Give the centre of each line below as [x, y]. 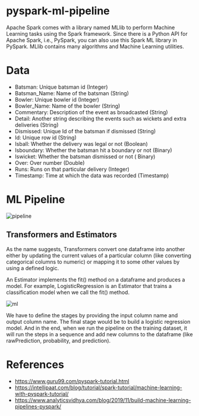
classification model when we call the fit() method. [68, 292]
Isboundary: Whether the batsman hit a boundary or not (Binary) [93, 150]
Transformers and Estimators [61, 235]
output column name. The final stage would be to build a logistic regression [98, 321]
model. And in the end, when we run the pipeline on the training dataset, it [97, 328]
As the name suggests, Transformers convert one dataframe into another [96, 249]
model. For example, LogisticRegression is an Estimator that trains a [89, 286]
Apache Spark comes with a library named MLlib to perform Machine [91, 27]
